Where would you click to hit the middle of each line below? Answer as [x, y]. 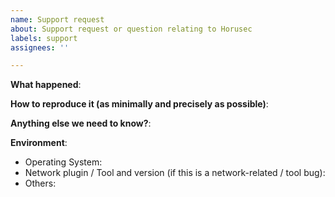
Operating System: [63, 162]
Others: [40, 183]
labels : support [44, 38]
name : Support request [57, 19]
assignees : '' [40, 47]
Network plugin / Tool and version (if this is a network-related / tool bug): [175, 173]
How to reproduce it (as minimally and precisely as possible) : [139, 104]
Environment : [39, 143]
